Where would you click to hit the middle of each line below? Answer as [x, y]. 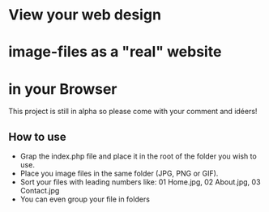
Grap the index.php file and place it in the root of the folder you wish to [138, 156]
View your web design [85, 15]
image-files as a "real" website [115, 52]
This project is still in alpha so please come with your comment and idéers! [133, 112]
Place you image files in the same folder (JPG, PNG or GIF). [119, 174]
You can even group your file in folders [85, 199]
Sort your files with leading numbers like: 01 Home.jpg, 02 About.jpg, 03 [140, 182]
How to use [37, 136]
